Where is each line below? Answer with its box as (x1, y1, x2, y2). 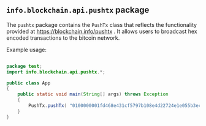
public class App (6, 80, 51, 86)
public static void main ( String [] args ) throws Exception (17, 91, 169, 97)
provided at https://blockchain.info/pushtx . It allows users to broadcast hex (6, 28, 197, 35)
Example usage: (6, 46, 47, 53)
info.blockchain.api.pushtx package (6, 5, 150, 15)
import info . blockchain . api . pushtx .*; (6, 69, 105, 75)
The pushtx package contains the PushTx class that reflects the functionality (6, 21, 197, 28)
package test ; (6, 63, 43, 69)
